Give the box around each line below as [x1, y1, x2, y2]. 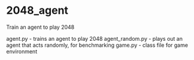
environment [6, 47, 38, 55]
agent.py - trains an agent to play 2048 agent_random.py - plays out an [6, 35, 183, 42]
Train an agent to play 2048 [6, 23, 75, 31]
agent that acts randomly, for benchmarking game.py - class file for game [6, 41, 189, 49]
